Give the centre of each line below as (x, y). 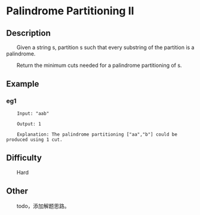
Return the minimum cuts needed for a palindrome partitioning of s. (99, 65)
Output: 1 (29, 124)
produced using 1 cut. (34, 139)
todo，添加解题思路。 (43, 206)
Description (28, 33)
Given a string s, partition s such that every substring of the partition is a (106, 47)
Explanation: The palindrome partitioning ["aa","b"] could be (97, 134)
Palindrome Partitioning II (70, 11)
